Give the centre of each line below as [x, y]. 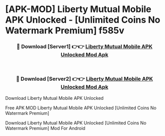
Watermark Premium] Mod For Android [45, 128]
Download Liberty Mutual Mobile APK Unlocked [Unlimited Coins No [76, 123]
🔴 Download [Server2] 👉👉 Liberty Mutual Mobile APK [85, 79]
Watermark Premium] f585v [65, 31]
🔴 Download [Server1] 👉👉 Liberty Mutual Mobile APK [85, 47]
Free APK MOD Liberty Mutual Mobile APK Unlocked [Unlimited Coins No [81, 108]
